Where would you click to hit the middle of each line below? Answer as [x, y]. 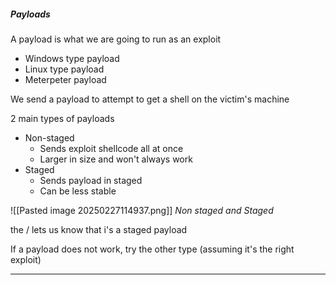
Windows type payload [72, 58]
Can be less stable [78, 191]
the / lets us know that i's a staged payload [99, 229]
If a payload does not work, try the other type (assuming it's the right [152, 249]
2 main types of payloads [62, 118]
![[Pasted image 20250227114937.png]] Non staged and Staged [142, 210]
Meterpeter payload [65, 79]
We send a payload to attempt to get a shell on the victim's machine [150, 99]
